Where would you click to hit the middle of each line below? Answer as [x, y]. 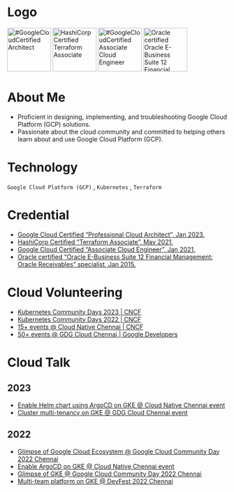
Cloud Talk [39, 362]
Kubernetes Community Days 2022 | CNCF [79, 319]
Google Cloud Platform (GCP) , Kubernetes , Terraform [85, 187]
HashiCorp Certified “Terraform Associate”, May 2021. [95, 241]
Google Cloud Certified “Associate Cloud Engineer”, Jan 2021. [106, 249]
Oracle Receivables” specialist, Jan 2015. [76, 264]
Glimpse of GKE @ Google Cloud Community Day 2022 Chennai [109, 474]
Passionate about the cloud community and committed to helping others [121, 132]
